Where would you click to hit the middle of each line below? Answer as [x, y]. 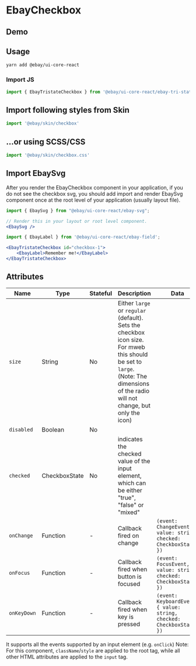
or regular [132, 310]
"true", [127, 498]
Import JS [20, 80]
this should [133, 354]
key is [126, 616]
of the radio [134, 391]
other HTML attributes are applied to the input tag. [67, 657]
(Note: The [132, 376]
